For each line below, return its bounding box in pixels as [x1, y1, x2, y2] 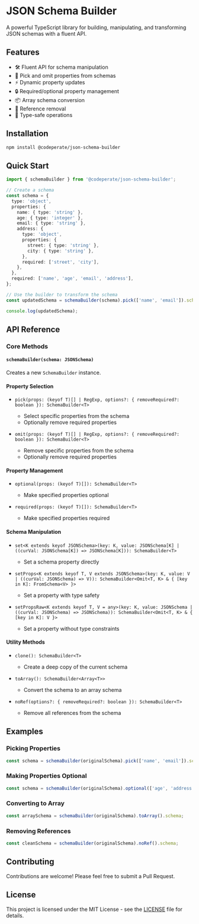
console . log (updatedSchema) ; [6, 308, 78, 314]
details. [6, 912, 24, 919]
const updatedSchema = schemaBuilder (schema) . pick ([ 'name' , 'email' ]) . [6, 297, 187, 303]
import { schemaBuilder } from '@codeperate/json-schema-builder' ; [6, 176, 176, 182]
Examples [6, 726, 43, 737]
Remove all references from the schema [23, 709, 121, 716]
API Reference [6, 324, 60, 334]
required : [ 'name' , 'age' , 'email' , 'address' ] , [11, 276, 134, 281]
